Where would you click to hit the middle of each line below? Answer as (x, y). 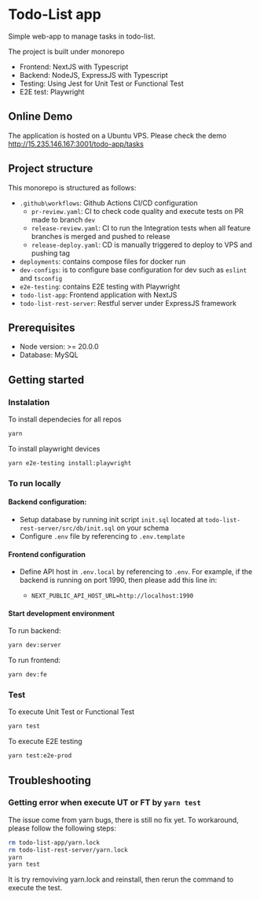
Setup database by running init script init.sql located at (112, 519)
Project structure (51, 169)
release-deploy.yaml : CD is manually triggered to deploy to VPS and (142, 245)
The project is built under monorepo (66, 51)
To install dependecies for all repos (65, 419)
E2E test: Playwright (52, 91)
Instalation (29, 402)
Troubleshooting (50, 780)
